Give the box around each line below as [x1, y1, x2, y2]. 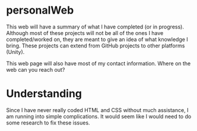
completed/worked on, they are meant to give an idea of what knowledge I [6, 36, 188, 43]
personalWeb [6, 4, 74, 17]
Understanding [6, 87, 82, 101]
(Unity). [6, 48, 25, 55]
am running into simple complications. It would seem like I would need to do [6, 113, 192, 120]
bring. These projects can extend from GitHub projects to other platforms [6, 42, 185, 49]
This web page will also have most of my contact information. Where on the [6, 60, 191, 67]
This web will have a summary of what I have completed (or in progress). [6, 23, 184, 30]
